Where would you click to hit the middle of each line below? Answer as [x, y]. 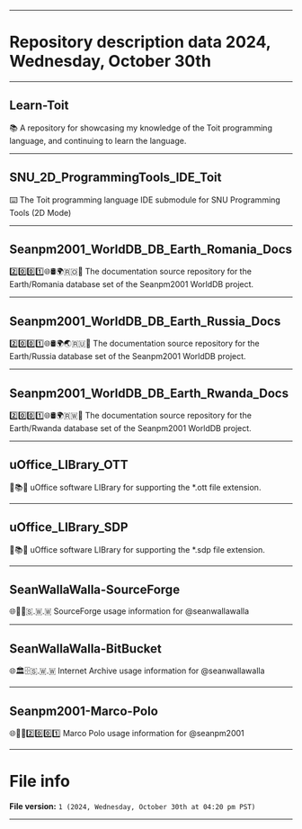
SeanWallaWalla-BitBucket [85, 649]
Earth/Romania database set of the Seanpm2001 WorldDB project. [132, 284]
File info [40, 782]
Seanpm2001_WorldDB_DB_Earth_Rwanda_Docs [149, 393]
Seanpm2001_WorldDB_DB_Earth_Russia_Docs [145, 321]
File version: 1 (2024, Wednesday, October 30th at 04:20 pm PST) [133, 806]
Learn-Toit [39, 106]
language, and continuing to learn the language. [98, 140]
